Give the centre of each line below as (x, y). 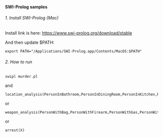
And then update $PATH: (30, 42)
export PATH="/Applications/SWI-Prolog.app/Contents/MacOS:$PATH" (73, 51)
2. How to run (19, 62)
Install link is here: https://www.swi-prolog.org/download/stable (69, 33)
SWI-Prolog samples (26, 7)
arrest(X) (15, 130)
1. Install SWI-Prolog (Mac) (32, 18)
